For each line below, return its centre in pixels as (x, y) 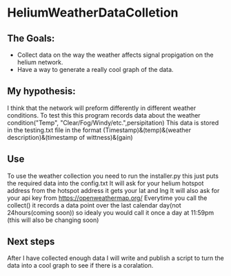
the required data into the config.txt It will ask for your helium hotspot (106, 183)
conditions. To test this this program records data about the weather (104, 115)
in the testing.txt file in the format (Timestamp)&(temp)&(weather (99, 130)
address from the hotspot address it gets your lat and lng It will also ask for (113, 190)
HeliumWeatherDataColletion (93, 13)
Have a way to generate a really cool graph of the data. (95, 70)
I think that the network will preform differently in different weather (102, 108)
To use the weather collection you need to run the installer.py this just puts (113, 176)
